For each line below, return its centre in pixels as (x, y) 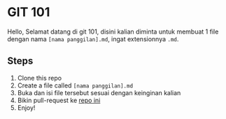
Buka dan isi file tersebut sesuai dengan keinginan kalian (99, 92)
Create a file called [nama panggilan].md (75, 85)
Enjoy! (26, 107)
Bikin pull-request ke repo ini (59, 100)
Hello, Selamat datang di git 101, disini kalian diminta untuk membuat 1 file (113, 31)
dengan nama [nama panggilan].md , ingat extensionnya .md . (93, 38)
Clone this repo (39, 78)
